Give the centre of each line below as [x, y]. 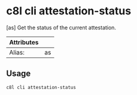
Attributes [24, 42]
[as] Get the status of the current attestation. [61, 27]
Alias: [17, 52]
